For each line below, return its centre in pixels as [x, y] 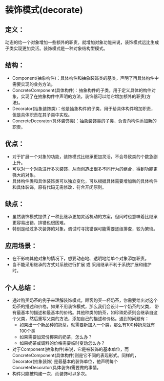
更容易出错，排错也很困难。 [40, 223]
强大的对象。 [25, 175]
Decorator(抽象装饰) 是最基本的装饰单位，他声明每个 [65, 361]
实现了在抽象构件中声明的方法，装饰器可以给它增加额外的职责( [83, 96]
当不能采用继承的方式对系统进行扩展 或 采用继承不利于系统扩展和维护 [82, 265]
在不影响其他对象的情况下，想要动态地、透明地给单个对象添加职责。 [81, 258]
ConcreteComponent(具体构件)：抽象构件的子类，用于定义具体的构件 [82, 90]
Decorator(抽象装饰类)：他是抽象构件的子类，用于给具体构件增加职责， [83, 109]
